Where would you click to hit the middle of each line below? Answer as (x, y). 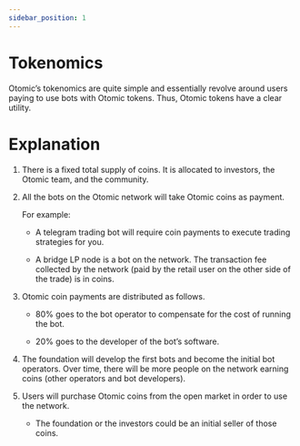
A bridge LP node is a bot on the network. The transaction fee (151, 259)
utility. (20, 107)
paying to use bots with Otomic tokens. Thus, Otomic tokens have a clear (145, 97)
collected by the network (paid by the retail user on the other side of (163, 269)
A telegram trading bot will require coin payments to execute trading (163, 232)
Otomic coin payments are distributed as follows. (113, 296)
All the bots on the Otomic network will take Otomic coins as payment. (153, 197)
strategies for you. (70, 241)
